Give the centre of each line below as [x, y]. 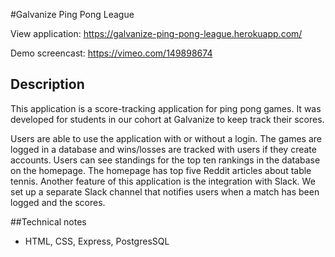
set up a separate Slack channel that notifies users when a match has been [165, 191]
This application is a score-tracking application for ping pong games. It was [166, 108]
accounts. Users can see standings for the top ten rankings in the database [165, 160]
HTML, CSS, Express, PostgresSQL [97, 241]
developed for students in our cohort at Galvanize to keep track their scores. [167, 119]
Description [47, 84]
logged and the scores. [58, 202]
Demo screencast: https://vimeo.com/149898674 [111, 53]
